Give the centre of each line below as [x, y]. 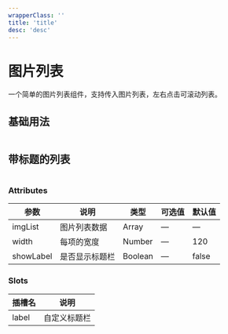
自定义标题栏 [68, 318]
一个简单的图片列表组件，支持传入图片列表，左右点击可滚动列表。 [115, 94]
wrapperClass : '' [37, 15]
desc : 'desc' [29, 30]
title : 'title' [33, 23]
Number [138, 241]
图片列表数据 [84, 227]
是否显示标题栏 [88, 257]
